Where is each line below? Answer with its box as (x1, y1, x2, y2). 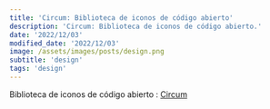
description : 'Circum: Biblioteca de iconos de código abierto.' (9, 22, 262, 31)
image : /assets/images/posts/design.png (9, 47, 165, 56)
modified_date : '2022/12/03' (9, 38, 120, 48)
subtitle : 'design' (9, 55, 84, 64)
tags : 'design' (9, 64, 67, 74)
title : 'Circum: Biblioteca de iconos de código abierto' (9, 13, 234, 23)
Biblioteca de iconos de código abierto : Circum (9, 88, 188, 100)
